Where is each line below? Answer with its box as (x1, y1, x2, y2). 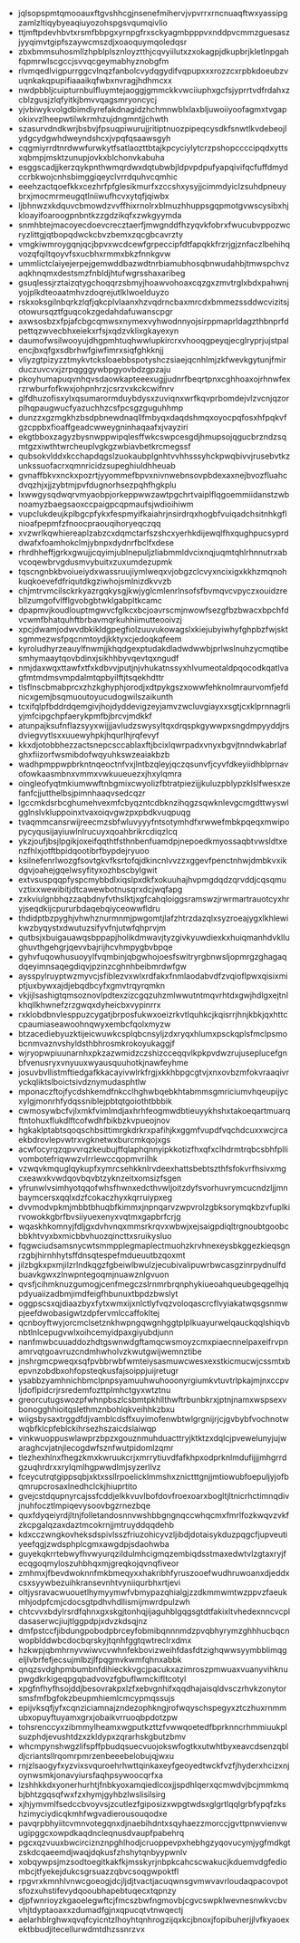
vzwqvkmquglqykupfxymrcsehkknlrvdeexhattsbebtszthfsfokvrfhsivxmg (17, 1164, 287, 1174)
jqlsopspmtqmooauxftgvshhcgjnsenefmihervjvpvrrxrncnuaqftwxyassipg (17, 8, 288, 18)
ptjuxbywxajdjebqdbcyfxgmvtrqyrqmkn (17, 981, 166, 991)
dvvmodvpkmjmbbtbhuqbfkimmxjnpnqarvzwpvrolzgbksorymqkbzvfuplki (17, 1202, 291, 1213)
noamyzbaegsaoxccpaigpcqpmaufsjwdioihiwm (17, 498, 194, 509)
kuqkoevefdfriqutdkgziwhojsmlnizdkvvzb (17, 575, 172, 586)
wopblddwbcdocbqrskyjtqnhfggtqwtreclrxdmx (17, 1635, 192, 1646)
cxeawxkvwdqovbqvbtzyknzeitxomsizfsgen (17, 1173, 182, 1184)
